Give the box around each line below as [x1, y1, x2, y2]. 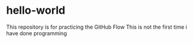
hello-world [6, 4, 66, 17]
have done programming [6, 29, 67, 36]
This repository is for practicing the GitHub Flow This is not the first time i [6, 23, 188, 30]
